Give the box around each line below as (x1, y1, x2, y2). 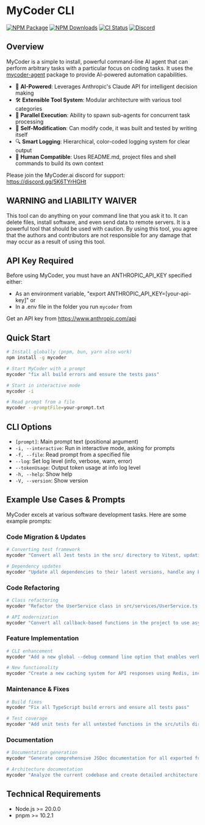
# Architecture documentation (6, 766, 84, 772)
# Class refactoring (6, 597, 59, 603)
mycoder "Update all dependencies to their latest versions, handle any (6, 569, 195, 575)
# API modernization (6, 614, 59, 620)
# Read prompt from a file (6, 399, 75, 405)
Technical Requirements (6, 789, 101, 799)
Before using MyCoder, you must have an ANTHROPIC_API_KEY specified (6, 272, 192, 279)
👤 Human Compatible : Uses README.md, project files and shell (15, 153, 176, 160)
